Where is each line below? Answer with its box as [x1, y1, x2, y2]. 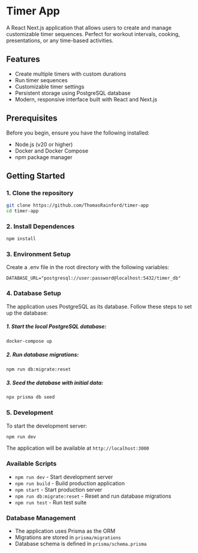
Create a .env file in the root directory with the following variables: [6, 264, 170, 271]
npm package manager [14, 153, 73, 160]
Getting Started [6, 171, 65, 181]
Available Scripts [6, 459, 57, 468]
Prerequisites [6, 113, 58, 124]
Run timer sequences [14, 76, 68, 83]
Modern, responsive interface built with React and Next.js [14, 95, 158, 103]
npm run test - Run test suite [14, 498, 87, 506]
